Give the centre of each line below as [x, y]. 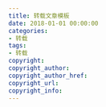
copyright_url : [34, 83]
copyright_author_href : [48, 76]
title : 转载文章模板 [39, 16]
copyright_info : [35, 91]
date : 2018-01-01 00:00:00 [53, 23]
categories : [28, 31]
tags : [17, 46]
